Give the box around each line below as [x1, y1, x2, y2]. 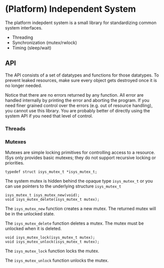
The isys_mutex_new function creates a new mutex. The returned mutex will [5, 205, 156, 212]
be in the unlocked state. [5, 211, 55, 216]
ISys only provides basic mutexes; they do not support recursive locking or [5, 155, 156, 161]
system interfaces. [5, 25, 43, 30]
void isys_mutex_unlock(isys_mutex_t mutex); [5, 239, 99, 244]
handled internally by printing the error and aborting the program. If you [5, 97, 150, 103]
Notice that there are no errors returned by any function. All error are [5, 92, 144, 98]
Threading [12, 34, 33, 40]
